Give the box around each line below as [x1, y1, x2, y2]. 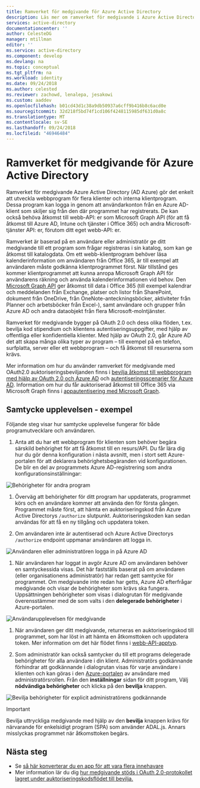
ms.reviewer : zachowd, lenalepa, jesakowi [6, 92, 113, 98]
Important [6, 705, 30, 712]
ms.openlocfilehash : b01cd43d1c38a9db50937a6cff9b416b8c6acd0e [6, 102, 167, 109]
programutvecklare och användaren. [6, 427, 96, 434]
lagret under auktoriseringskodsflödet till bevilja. [14, 775, 133, 783]
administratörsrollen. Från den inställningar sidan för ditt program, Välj [14, 676, 189, 683]
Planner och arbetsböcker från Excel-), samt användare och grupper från [6, 301, 186, 308]
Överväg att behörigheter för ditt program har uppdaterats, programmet [14, 493, 191, 500]
